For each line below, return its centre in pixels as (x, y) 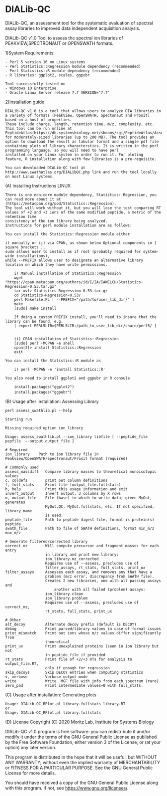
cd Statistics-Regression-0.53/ (47, 295)
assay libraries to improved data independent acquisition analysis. (73, 28)
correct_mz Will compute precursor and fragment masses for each (82, 546)
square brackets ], (25, 247)
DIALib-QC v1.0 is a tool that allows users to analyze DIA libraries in (83, 111)
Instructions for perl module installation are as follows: (69, 225)
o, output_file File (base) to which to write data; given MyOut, (79, 498)
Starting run (19, 419)
